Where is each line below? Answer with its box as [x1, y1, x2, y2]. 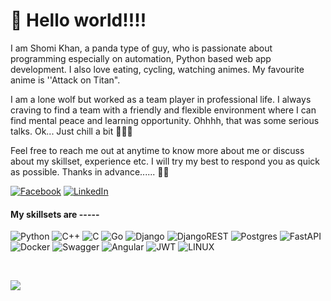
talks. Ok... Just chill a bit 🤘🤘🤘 [10, 125, 133, 137]
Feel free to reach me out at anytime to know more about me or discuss [10, 144, 305, 156]
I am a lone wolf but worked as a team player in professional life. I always [10, 93, 312, 105]
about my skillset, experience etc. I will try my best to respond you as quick [10, 155, 321, 167]
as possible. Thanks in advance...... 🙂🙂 [10, 165, 170, 178]
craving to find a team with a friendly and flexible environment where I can [10, 104, 317, 116]
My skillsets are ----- [10, 208, 100, 220]
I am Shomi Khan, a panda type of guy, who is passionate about [10, 42, 273, 54]
